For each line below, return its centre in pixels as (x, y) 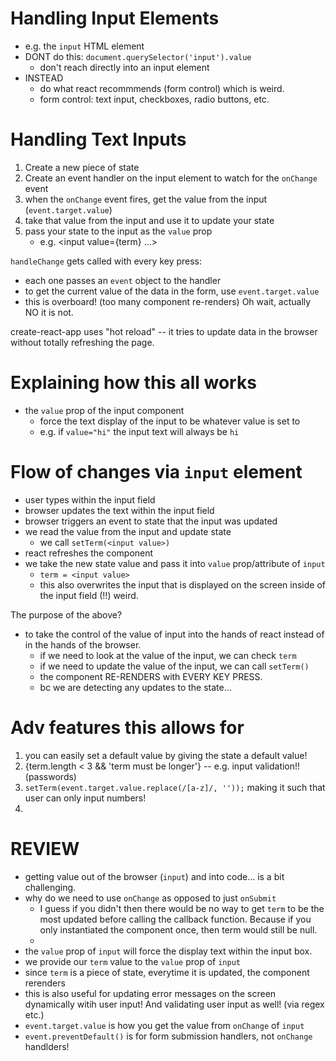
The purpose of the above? (66, 614)
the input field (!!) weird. (89, 595)
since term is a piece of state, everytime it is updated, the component (167, 972)
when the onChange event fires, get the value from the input (146, 199)
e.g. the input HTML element (84, 46)
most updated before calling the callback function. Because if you (175, 919)
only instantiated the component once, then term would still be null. (178, 929)
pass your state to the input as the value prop (118, 231)
